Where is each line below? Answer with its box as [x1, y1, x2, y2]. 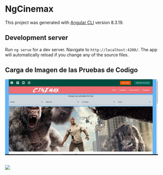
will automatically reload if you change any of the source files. [5, 52, 129, 58]
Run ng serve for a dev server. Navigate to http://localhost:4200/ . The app [5, 46, 158, 52]
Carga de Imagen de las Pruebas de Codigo [5, 66, 138, 74]
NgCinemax [5, 3, 54, 15]
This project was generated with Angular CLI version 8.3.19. [5, 19, 124, 25]
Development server [5, 34, 68, 42]
